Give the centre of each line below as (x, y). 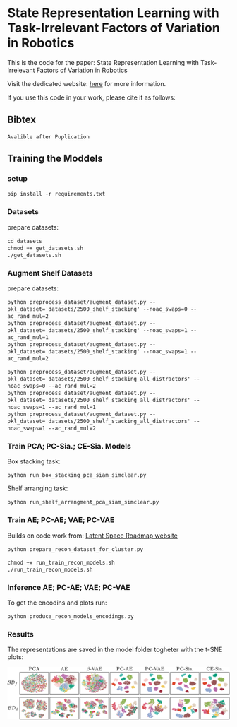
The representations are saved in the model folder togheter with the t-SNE (115, 650)
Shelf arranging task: (38, 488)
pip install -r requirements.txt (56, 194)
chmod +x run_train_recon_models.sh (61, 562)
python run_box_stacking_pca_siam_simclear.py (77, 475)
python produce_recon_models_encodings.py (71, 616)
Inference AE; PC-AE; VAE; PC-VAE (69, 587)
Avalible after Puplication (49, 137)
